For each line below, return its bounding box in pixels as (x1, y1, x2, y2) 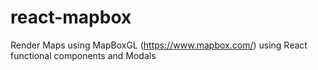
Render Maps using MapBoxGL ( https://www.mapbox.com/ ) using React (10, 39, 308, 51)
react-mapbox (10, 6, 132, 29)
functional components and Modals (10, 49, 157, 61)
